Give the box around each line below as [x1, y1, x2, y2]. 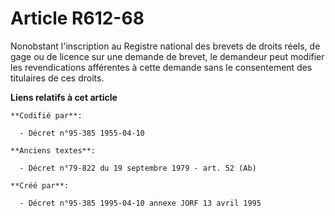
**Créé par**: [10, 180, 70, 191]
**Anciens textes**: [10, 145, 97, 156]
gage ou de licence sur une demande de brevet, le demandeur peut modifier [10, 50, 325, 62]
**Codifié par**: [10, 110, 83, 121]
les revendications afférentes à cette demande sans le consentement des [10, 61, 313, 73]
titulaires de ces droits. [10, 72, 105, 84]
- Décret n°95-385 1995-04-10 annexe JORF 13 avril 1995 [19, 198, 262, 208]
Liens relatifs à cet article [10, 91, 118, 103]
